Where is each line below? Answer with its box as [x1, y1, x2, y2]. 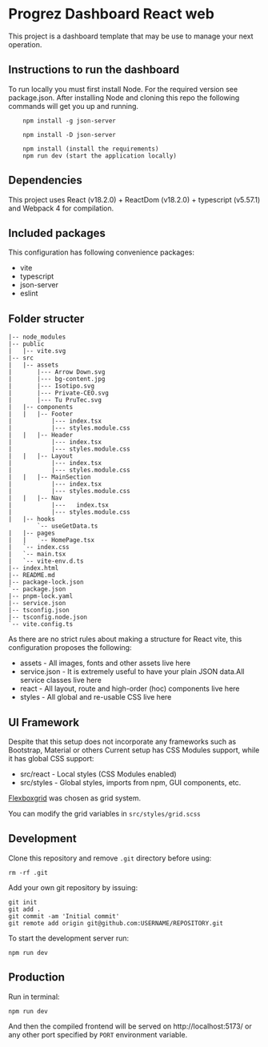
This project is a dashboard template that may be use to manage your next [8, 31, 254, 41]
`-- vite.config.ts [8, 620, 74, 628]
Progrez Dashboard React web [8, 5, 214, 23]
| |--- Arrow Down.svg [8, 368, 106, 376]
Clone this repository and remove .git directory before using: [8, 853, 212, 863]
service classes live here [19, 676, 102, 685]
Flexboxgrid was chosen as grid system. [8, 793, 142, 803]
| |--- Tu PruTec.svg [8, 396, 102, 404]
